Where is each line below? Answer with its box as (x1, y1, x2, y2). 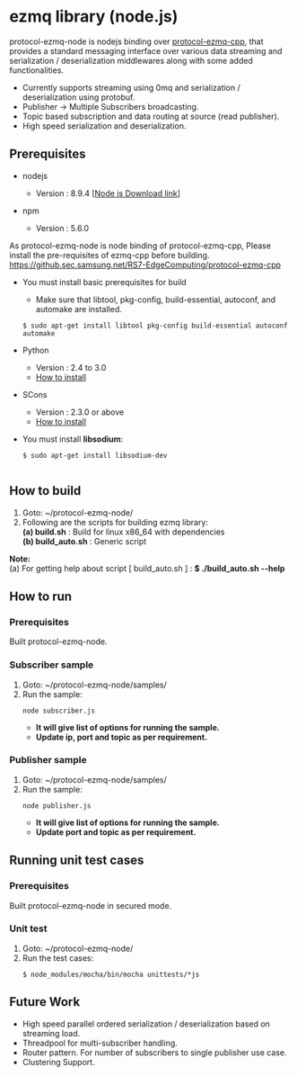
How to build (9, 483, 82, 498)
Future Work (9, 994, 81, 1009)
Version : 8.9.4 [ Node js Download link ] (35, 187, 181, 199)
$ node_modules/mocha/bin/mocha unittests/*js (22, 970, 200, 979)
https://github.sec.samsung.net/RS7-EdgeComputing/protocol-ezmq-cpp (9, 259, 281, 270)
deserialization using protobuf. (22, 92, 135, 103)
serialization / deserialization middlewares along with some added (9, 55, 253, 66)
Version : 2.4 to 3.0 (35, 362, 107, 372)
